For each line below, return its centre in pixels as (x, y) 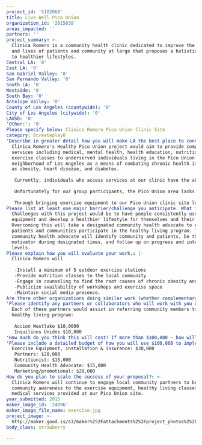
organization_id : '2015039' (41, 23)
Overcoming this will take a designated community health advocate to (102, 225)
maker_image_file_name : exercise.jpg (54, 411)
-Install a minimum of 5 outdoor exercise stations (80, 270)
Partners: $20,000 (37, 354)
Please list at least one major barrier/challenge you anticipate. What (99, 208)
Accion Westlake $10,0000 (47, 326)
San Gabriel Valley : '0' (37, 74)
